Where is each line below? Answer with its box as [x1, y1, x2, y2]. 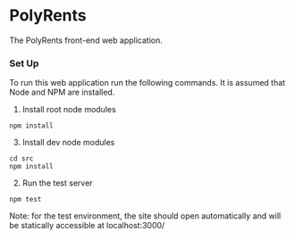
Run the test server [21, 177, 93, 188]
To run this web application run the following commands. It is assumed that [9, 78, 286, 88]
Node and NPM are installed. [9, 87, 115, 98]
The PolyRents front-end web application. [9, 35, 163, 45]
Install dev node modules [21, 137, 115, 148]
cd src [9, 154, 34, 163]
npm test [9, 195, 42, 204]
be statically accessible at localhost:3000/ [9, 220, 165, 231]
